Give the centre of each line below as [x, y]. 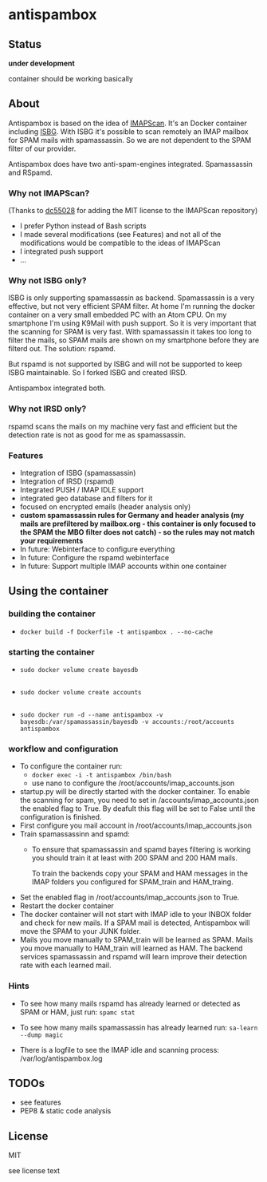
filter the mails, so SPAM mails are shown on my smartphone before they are [134, 340]
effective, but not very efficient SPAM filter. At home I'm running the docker [132, 306]
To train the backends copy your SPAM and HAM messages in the [140, 874]
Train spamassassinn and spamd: [75, 834]
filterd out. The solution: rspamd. [62, 349]
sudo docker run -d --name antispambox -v [91, 715]
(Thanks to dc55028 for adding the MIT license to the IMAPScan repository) [133, 211]
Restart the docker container [67, 906]
